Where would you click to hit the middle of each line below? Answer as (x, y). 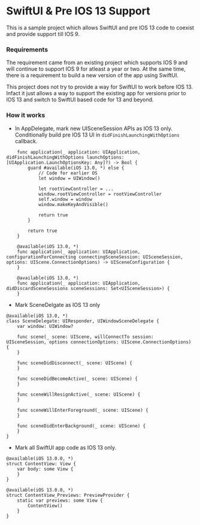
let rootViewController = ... (76, 189)
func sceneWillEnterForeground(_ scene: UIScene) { (83, 410)
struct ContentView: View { (41, 464)
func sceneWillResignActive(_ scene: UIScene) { (79, 394)
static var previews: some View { (60, 500)
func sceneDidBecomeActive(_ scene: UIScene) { (77, 379)
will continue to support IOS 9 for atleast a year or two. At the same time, (96, 69)
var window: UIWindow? (45, 326)
